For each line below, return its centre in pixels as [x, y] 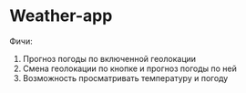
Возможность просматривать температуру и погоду [125, 77]
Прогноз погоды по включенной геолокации [109, 58]
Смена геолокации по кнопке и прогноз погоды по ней [129, 68]
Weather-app [61, 16]
